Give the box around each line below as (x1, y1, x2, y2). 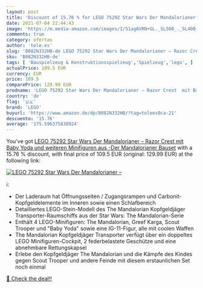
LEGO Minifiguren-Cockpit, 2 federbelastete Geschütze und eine (14, 238, 176, 245)
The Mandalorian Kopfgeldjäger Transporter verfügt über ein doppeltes (14, 231, 193, 238)
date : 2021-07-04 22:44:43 (6, 20, 74, 26)
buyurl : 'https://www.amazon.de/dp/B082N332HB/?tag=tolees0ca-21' (6, 110, 177, 116)
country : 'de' (6, 93, 42, 99)
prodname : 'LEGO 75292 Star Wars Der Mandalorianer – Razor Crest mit (6, 88, 190, 94)
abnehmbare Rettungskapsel (14, 244, 87, 251)
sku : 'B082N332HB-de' (6, 54, 61, 60)
